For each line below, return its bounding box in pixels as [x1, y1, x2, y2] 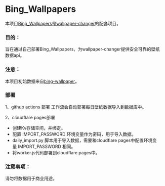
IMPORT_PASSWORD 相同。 [18, 143, 76, 149]
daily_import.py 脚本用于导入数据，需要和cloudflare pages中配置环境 [12, 137, 153, 143]
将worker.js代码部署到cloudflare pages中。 [12, 149, 100, 155]
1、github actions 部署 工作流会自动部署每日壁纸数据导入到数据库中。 [5, 104, 147, 110]
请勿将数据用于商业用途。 [5, 176, 57, 182]
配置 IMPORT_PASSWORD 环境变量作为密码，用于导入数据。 [12, 131, 136, 137]
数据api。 [5, 52, 25, 58]
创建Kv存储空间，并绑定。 [12, 125, 66, 131]
